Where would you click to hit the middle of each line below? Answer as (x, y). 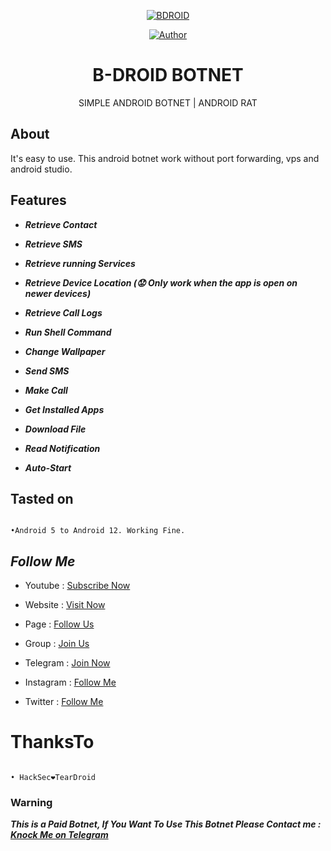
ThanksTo (52, 742)
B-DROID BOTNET (168, 75)
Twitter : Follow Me (64, 702)
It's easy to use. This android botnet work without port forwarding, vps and (165, 158)
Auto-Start (48, 467)
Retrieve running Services (80, 263)
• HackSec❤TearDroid (53, 778)
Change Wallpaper (65, 351)
